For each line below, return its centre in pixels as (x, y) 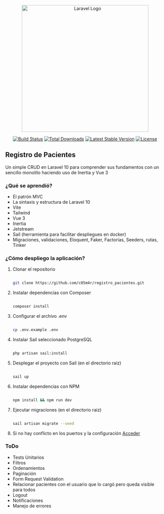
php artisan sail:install (40, 353)
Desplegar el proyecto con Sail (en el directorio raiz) (67, 363)
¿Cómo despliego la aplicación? (45, 259)
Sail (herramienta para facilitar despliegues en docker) (69, 234)
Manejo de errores (32, 506)
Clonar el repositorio (34, 269)
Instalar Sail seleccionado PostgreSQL (52, 340)
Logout (20, 495)
